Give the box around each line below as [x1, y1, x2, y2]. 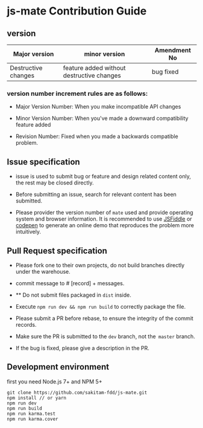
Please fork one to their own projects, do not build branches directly [15, 261, 185, 269]
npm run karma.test [7, 411, 56, 417]
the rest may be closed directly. [15, 179, 94, 186]
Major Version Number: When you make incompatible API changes [15, 103, 181, 110]
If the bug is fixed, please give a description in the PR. [15, 344, 150, 351]
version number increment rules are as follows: [7, 89, 148, 98]
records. [15, 321, 37, 328]
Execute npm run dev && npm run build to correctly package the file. [15, 303, 186, 310]
